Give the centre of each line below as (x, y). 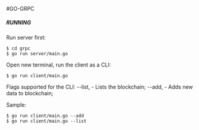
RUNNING (19, 22)
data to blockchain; (30, 93)
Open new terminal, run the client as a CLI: (59, 65)
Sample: (16, 105)
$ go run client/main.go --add (45, 116)
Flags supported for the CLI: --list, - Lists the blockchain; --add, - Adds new (99, 87)
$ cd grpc (19, 48)
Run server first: (26, 37)
